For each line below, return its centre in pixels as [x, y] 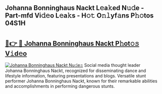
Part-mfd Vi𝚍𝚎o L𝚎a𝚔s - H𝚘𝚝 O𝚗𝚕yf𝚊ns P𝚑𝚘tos [80, 16]
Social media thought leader [112, 65]
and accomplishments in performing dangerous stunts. [60, 86]
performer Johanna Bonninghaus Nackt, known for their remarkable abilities [81, 81]
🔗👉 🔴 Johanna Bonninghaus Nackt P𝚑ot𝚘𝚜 [72, 43]
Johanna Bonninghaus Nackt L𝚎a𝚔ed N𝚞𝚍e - [75, 8]
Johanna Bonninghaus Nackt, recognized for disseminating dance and [75, 71]
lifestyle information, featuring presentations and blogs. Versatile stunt [76, 76]
